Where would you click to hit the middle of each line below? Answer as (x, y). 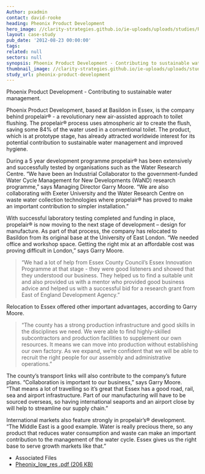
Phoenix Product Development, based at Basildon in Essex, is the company (100, 110)
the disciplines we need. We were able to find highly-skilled (96, 332)
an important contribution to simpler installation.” (68, 206)
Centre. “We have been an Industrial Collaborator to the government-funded (102, 174)
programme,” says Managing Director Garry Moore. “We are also (88, 187)
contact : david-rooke (34, 18)
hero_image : (21, 29)
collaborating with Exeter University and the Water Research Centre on (95, 194)
